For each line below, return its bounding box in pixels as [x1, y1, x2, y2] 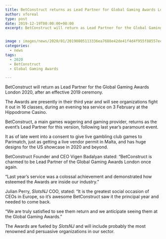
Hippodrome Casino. [5, 109, 47, 115]
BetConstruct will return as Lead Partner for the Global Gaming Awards [5, 84, 149, 90]
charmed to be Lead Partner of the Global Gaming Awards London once [5, 159, 152, 165]
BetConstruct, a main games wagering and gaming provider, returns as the [5, 119, 157, 125]
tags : [5, 52, 16, 57]
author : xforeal [5, 12, 39, 17]
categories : [5, 43, 30, 48]
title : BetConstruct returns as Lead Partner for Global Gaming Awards [5, 7, 156, 12]
